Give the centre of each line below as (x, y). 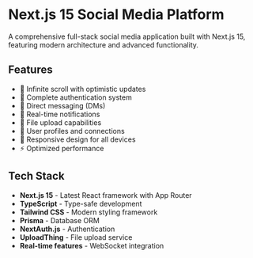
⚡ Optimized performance (62, 148)
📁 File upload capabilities (60, 122)
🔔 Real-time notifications (60, 114)
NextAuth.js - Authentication (67, 229)
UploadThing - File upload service (76, 237)
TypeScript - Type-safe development (81, 203)
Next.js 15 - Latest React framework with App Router (106, 195)
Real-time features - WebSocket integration (92, 245)
